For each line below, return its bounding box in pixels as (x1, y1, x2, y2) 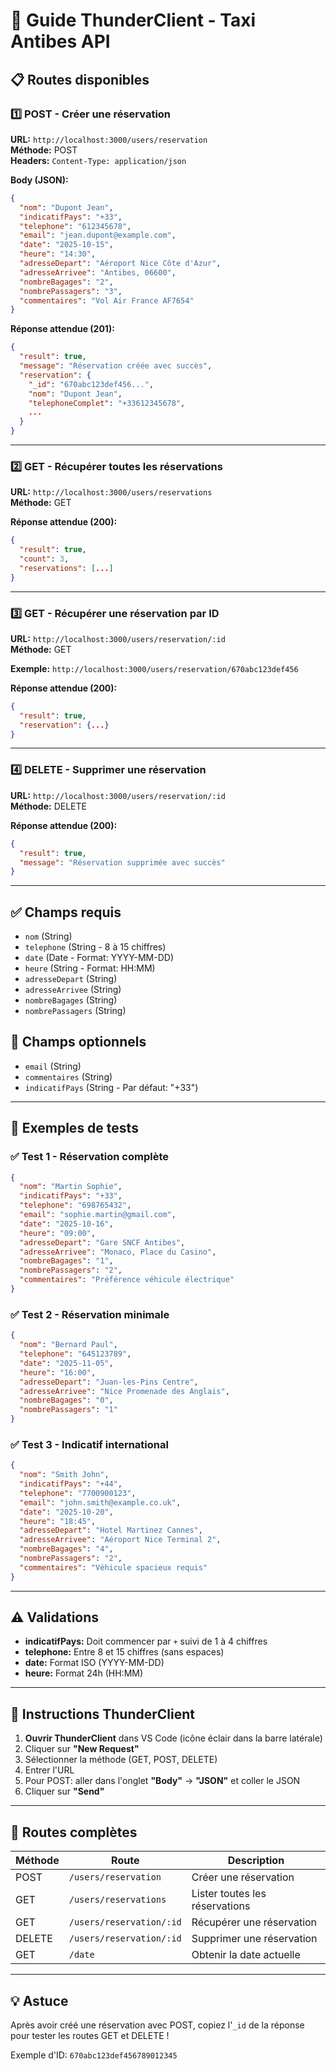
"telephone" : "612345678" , (19, 221, 132, 231)
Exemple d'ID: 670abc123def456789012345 (10, 2049, 178, 2061)
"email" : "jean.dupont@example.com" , (19, 230, 177, 241)
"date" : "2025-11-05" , (19, 1358, 114, 1368)
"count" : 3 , (19, 554, 70, 564)
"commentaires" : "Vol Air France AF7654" (19, 295, 195, 306)
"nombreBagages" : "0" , (19, 1395, 114, 1406)
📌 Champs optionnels (10, 1034, 147, 1051)
